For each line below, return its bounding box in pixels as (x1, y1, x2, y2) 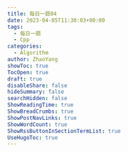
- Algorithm (13, 50, 49, 57)
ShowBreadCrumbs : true (7, 108, 74, 115)
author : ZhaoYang (7, 56, 58, 63)
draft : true (7, 75, 42, 83)
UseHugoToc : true (7, 134, 58, 141)
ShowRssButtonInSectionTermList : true (7, 127, 121, 134)
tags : (7, 23, 23, 30)
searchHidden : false (7, 95, 68, 102)
